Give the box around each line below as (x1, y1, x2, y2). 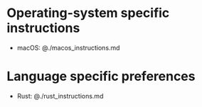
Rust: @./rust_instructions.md (16, 91, 104, 100)
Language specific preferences (6, 69, 196, 84)
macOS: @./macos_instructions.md (16, 43, 120, 52)
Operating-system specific (6, 5, 170, 21)
